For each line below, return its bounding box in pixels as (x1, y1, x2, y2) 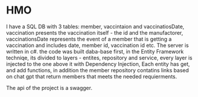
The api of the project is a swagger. (6, 84, 93, 91)
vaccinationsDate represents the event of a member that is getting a (6, 35, 172, 42)
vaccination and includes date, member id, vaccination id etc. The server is (6, 42, 189, 49)
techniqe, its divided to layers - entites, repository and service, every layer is (6, 54, 193, 61)
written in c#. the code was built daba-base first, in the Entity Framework (6, 48, 184, 55)
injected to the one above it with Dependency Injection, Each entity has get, (6, 60, 190, 68)
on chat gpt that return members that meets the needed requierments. (6, 73, 177, 80)
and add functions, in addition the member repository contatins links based (6, 66, 189, 73)
